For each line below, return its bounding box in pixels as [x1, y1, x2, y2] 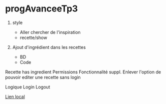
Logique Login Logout [5, 83, 50, 90]
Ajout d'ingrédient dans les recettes [12, 44, 86, 50]
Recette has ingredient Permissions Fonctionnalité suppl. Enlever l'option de [5, 68, 161, 75]
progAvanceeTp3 [5, 3, 78, 14]
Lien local [5, 93, 25, 99]
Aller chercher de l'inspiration [19, 29, 81, 35]
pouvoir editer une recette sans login [5, 74, 81, 80]
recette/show [19, 34, 47, 40]
